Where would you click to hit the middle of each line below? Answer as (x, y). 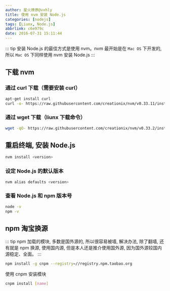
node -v (13, 206)
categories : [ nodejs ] (28, 19)
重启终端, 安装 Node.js (40, 145)
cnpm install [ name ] (27, 284)
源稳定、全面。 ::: (24, 254)
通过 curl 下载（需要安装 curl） (43, 88)
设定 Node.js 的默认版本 (34, 171)
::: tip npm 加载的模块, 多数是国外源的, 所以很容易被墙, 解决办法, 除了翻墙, (82, 241)
